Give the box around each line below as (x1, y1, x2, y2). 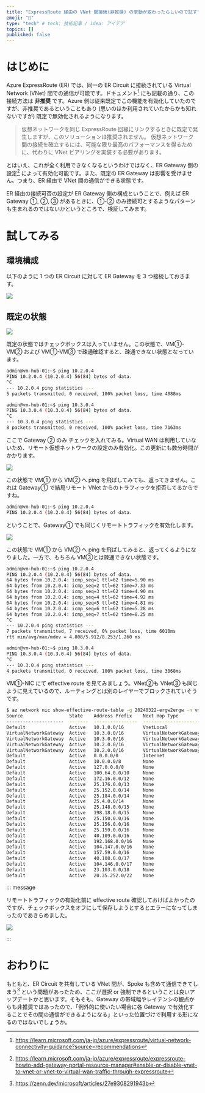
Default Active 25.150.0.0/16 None (6, 815, 154, 822)
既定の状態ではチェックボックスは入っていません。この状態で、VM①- (6, 341, 185, 348)
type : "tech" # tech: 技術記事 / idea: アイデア (6, 20, 125, 26)
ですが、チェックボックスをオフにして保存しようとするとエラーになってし (6, 904, 193, 911)
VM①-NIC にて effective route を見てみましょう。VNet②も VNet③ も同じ (6, 679, 198, 687)
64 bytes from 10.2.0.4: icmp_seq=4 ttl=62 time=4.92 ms (6, 594, 154, 600)
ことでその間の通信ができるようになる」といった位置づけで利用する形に (11, 1011, 193, 1018)
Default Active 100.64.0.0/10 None (6, 770, 154, 776)
